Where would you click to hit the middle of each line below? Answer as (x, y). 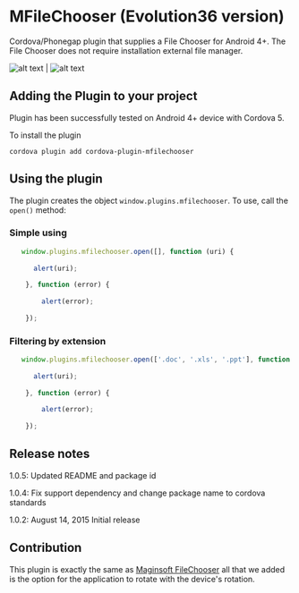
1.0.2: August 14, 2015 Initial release (75, 520)
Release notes (50, 454)
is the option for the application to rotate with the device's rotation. (132, 579)
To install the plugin (46, 135)
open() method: (38, 210)
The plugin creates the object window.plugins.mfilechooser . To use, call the (149, 200)
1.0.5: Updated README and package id (83, 475)
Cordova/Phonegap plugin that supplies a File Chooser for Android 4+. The (148, 41)
